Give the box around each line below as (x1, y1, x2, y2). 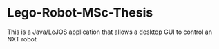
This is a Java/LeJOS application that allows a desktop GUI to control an (7, 28, 213, 36)
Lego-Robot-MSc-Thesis (7, 5, 153, 21)
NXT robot (7, 35, 37, 43)
